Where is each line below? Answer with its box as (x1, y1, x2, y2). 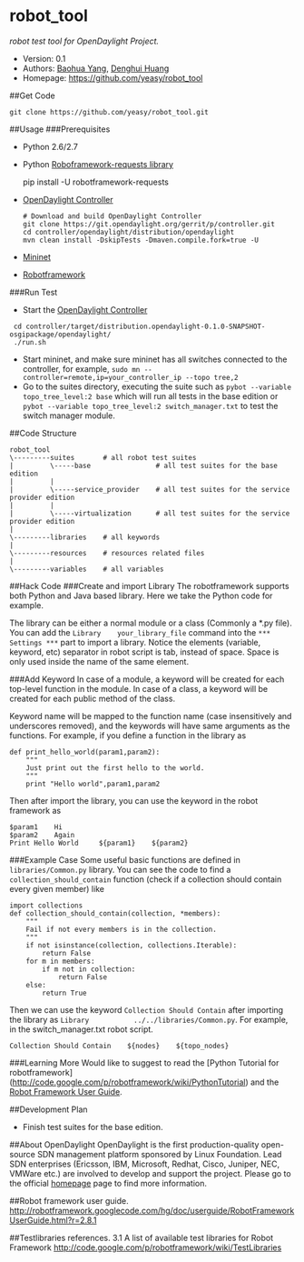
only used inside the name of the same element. (9, 656, 189, 666)
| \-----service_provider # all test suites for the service (9, 485, 290, 494)
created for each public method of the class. (9, 693, 175, 704)
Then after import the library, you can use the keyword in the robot (9, 795, 259, 806)
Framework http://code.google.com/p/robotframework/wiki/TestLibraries (9, 1242, 282, 1253)
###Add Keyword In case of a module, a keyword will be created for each (9, 674, 285, 685)
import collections (9, 901, 83, 910)
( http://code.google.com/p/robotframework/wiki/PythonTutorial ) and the (9, 1077, 279, 1087)
